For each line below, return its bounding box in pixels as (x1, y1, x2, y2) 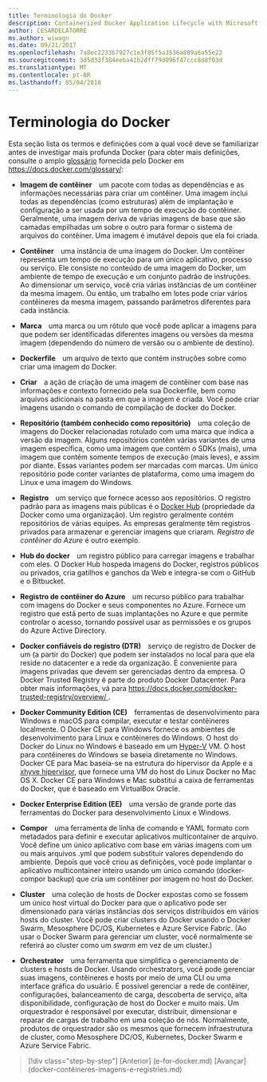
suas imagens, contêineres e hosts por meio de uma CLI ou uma (19, 973, 231, 982)
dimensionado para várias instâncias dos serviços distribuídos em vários (19, 906, 259, 916)
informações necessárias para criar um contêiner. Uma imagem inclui (19, 188, 249, 198)
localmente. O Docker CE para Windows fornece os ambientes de (19, 725, 236, 734)
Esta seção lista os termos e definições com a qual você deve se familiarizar (8, 139, 259, 148)
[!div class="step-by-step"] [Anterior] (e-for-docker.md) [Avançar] (27, 1056, 247, 1066)
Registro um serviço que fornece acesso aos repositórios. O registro (19, 493, 251, 503)
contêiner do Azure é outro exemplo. (19, 535, 141, 545)
